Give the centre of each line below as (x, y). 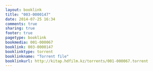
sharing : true (20, 28)
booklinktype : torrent (29, 51)
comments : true (21, 24)
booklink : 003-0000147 (29, 47)
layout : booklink (24, 10)
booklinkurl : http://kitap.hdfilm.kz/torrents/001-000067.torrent (77, 61)
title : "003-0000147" (28, 14)
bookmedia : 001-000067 (29, 42)
